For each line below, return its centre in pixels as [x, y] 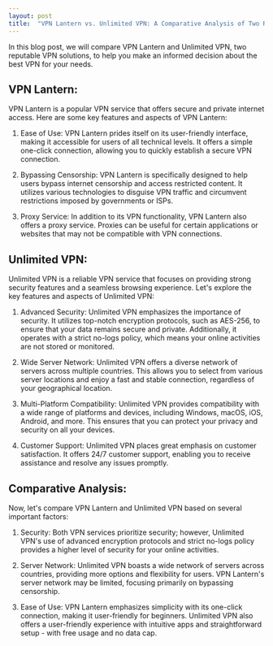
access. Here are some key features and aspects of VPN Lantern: [118, 118]
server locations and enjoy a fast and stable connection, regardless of [137, 379]
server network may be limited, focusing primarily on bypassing [127, 583]
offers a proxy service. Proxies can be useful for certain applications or [139, 225]
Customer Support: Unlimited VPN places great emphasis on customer [138, 446]
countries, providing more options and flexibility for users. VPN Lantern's [142, 574]
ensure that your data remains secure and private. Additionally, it [128, 329]
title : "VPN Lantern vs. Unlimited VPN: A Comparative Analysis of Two [134, 24]
